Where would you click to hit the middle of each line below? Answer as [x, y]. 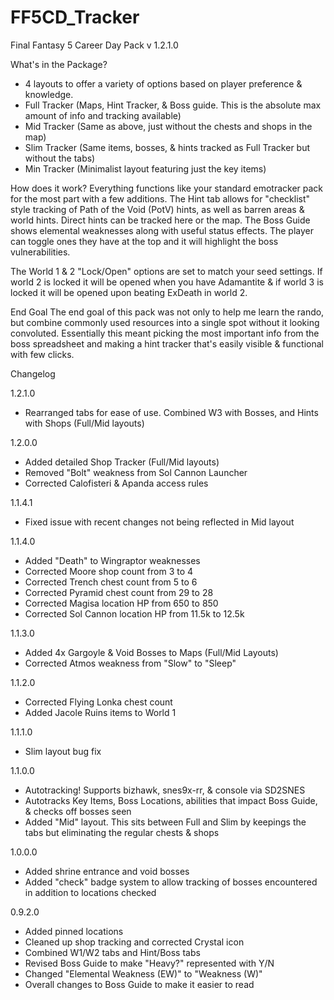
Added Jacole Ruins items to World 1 [100, 712]
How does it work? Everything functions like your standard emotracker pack [167, 188]
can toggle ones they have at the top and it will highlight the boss [144, 241]
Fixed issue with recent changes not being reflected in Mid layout [159, 522]
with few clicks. [42, 354]
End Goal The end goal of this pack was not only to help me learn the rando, [167, 312]
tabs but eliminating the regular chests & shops [122, 832]
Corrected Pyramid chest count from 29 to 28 [119, 592]
